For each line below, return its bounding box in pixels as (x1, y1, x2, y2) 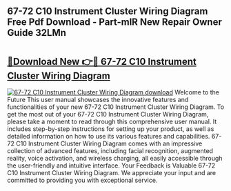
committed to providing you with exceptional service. (7, 176, 158, 184)
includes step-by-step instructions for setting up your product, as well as (7, 125, 214, 133)
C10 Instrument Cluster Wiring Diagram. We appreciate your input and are (7, 169, 217, 177)
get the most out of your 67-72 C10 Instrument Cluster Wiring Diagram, (7, 110, 209, 118)
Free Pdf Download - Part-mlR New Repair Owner (7, 17, 223, 28)
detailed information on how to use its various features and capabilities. (7, 132, 210, 140)
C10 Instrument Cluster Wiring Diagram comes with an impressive (16, 139, 203, 148)
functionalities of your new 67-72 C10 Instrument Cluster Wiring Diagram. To (7, 103, 225, 111)
